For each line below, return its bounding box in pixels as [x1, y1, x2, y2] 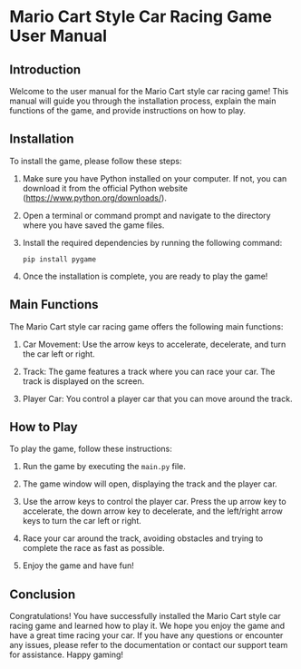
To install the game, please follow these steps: [9, 155, 182, 166]
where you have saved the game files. [22, 220, 165, 231]
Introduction [9, 62, 82, 77]
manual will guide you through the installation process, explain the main [9, 95, 277, 106]
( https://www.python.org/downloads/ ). [22, 192, 168, 203]
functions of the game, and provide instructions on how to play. [9, 105, 247, 115]
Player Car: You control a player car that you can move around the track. [22, 393, 293, 404]
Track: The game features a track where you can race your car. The [22, 366, 276, 377]
